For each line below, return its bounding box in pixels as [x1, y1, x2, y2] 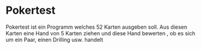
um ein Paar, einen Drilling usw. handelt [5, 36, 104, 43]
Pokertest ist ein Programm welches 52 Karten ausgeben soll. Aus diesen [5, 23, 188, 30]
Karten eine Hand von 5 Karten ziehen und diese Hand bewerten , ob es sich [5, 29, 196, 36]
